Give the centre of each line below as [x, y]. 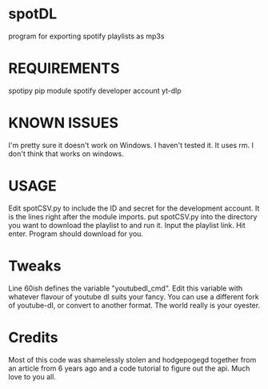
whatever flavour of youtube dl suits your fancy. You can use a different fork [134, 296]
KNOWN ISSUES [63, 123]
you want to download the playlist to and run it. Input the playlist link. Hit [127, 225]
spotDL [33, 14]
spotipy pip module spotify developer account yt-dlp [95, 90]
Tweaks [35, 266]
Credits [33, 337]
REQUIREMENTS [64, 68]
